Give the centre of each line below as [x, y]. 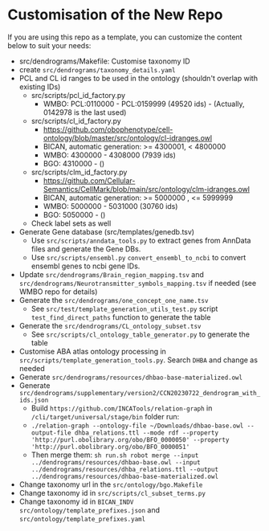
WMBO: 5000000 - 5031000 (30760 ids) [110, 206]
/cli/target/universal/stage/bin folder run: [105, 416]
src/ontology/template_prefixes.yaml [82, 519]
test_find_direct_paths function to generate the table [121, 317]
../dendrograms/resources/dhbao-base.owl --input [116, 462]
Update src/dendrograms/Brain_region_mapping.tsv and [111, 274]
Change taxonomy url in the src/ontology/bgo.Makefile [111, 484]
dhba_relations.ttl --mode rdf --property [146, 433]
